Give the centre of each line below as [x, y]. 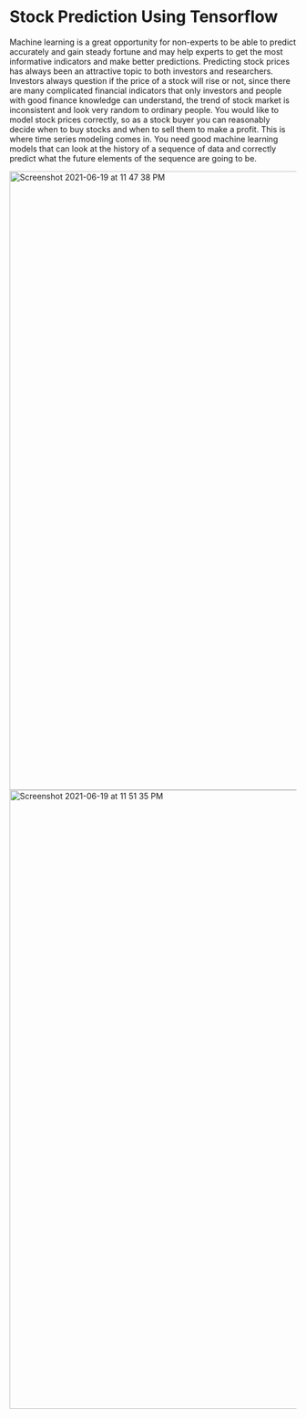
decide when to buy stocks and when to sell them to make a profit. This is [148, 129]
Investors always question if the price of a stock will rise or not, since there [150, 80]
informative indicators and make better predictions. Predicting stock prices [149, 61]
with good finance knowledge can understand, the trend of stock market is [149, 100]
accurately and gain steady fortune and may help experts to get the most [146, 51]
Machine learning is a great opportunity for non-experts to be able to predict [153, 42]
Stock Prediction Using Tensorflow [144, 17]
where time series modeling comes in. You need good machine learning [144, 139]
